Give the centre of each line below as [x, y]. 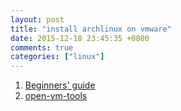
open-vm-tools [56, 96]
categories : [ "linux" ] [57, 57]
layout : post [37, 19]
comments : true [42, 47]
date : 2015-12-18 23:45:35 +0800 [80, 38]
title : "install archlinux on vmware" [91, 29]
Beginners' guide [60, 85]
